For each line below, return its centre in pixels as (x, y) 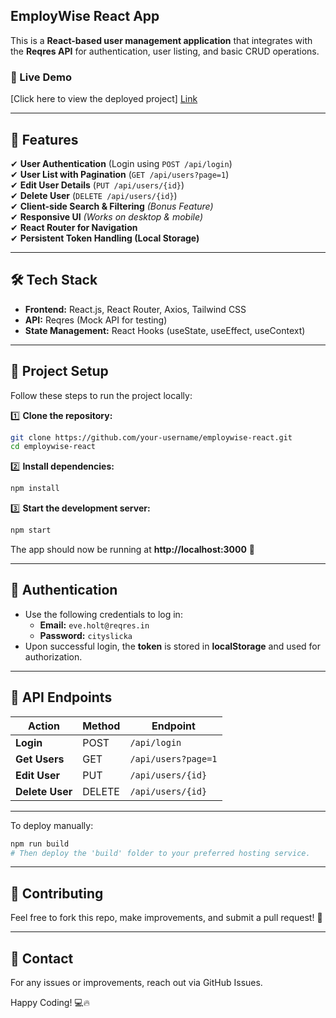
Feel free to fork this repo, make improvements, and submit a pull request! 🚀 (166, 918)
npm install (35, 489)
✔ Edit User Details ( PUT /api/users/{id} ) (97, 185)
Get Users (40, 759)
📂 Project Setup (59, 371)
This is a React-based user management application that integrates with (161, 40)
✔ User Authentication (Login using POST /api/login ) (121, 163)
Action (44, 726)
